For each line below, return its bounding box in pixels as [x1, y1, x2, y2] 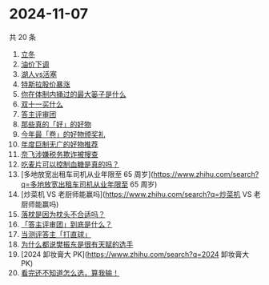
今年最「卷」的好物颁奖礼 [20, 129, 106, 138]
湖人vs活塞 [20, 69, 58, 78]
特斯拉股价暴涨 [20, 79, 70, 89]
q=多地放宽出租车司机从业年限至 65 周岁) [20, 179, 158, 189]
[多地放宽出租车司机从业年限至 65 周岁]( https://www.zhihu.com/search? [20, 169, 259, 179]
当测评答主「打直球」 [20, 229, 91, 239]
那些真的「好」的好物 [20, 119, 91, 129]
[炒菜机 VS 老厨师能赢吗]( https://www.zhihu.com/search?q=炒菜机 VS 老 [20, 189, 261, 199]
